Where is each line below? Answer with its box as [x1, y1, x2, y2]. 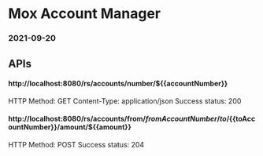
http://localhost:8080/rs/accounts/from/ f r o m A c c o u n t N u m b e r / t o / [8, 114, 230, 124]
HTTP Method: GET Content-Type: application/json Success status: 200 [8, 96, 242, 106]
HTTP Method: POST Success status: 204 [8, 140, 145, 149]
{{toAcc [228, 114, 256, 124]
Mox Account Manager [8, 5, 161, 23]
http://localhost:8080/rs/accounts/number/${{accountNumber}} [8, 79, 228, 89]
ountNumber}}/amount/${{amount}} [8, 122, 131, 132]
